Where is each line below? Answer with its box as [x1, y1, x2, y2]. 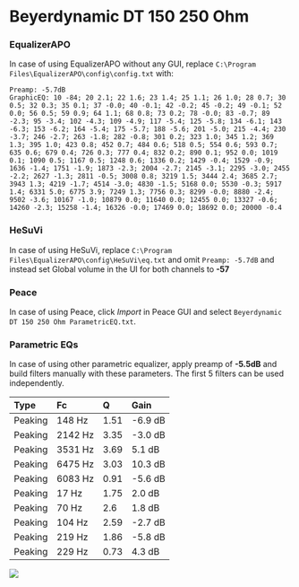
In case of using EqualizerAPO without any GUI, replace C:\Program [9, 58, 257, 69]
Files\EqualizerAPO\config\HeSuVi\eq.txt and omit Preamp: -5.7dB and [9, 254, 275, 265]
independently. [9, 378, 64, 389]
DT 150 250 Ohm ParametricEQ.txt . [9, 316, 136, 327]
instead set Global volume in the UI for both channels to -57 [9, 263, 230, 275]
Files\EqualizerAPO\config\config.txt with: [9, 68, 175, 79]
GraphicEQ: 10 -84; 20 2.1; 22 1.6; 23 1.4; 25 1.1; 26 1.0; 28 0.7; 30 [9, 93, 286, 102]
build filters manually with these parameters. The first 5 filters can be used [9, 368, 285, 379]
